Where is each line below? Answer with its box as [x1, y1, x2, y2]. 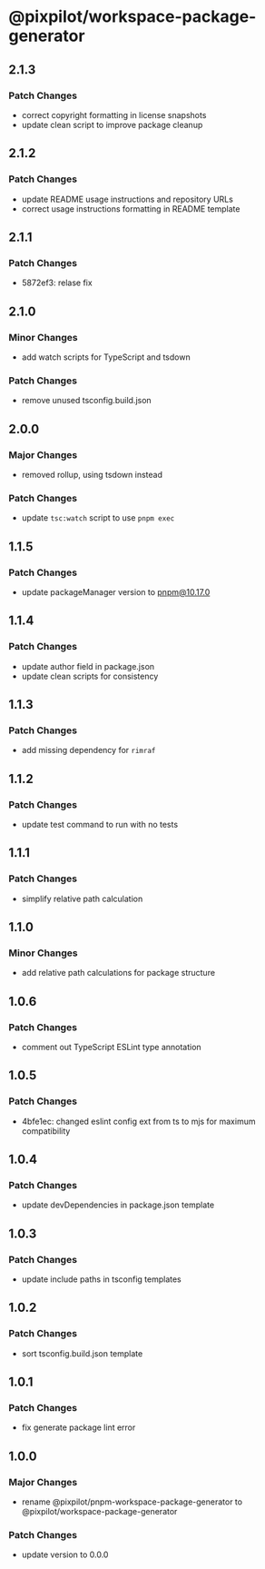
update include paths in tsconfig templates [21, 1274, 182, 1285]
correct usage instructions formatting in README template [21, 203, 240, 214]
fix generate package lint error [21, 1422, 136, 1433]
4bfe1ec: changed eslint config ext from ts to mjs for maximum [21, 1116, 256, 1127]
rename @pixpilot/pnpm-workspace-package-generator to [21, 1496, 242, 1507]
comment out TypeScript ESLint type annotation [21, 1042, 201, 1053]
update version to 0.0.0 [21, 1549, 109, 1560]
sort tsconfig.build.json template [21, 1347, 143, 1359]
